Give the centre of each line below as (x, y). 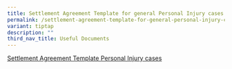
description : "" (30, 32)
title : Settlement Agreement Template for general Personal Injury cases (116, 13)
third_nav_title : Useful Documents (58, 39)
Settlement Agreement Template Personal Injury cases (85, 58)
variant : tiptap (30, 26)
